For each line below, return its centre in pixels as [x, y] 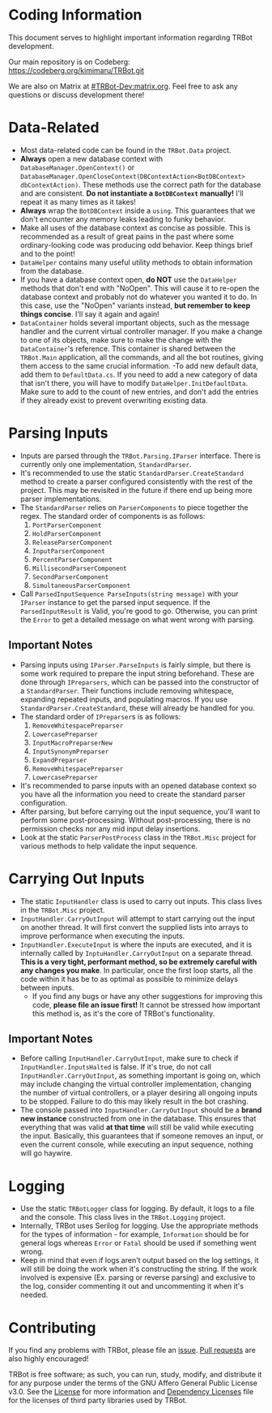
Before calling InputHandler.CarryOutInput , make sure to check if [129, 1058]
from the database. [52, 270]
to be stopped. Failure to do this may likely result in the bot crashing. [134, 1101]
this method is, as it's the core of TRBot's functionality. [123, 1013]
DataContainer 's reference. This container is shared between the [128, 348]
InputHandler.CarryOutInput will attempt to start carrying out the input [137, 918]
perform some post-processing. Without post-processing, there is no [135, 820]
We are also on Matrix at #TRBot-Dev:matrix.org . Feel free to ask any [123, 86]
